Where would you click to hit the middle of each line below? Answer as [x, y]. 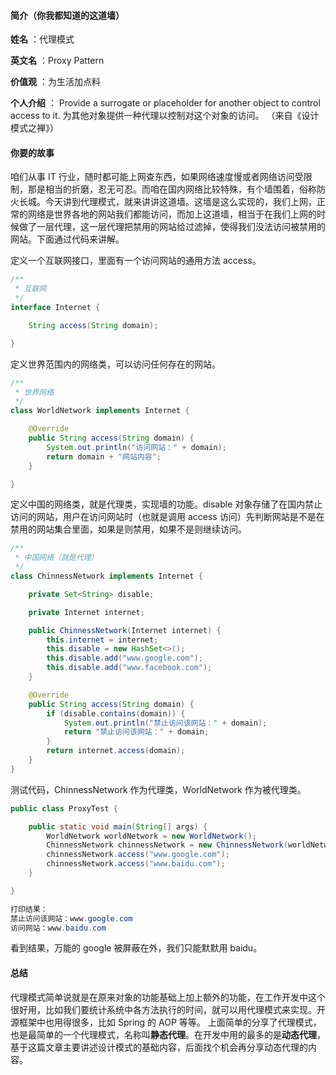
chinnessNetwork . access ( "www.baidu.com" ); [136, 864]
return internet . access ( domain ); [116, 751]
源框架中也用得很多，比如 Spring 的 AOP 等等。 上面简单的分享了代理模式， [166, 1022]
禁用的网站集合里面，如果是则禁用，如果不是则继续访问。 [128, 529]
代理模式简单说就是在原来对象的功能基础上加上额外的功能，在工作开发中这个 [168, 997]
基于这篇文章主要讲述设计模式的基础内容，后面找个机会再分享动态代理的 [159, 1047]
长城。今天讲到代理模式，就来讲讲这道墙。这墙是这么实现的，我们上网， [167, 202]
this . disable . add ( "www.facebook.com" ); [129, 668]
